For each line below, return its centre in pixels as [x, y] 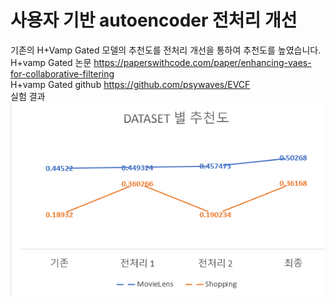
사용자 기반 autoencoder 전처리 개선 [154, 20]
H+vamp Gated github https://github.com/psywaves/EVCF [130, 84]
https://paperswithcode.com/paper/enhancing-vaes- [202, 62]
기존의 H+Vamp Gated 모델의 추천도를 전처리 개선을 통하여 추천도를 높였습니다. [166, 50]
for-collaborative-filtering [62, 73]
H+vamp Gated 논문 [51, 62]
